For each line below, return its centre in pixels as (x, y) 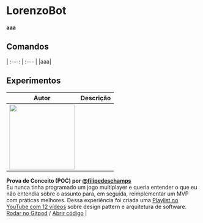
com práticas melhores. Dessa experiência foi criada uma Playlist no (92, 200)
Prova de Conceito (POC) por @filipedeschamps (69, 180)
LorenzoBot (36, 11)
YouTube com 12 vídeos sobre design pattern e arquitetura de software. (97, 207)
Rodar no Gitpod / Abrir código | (47, 213)
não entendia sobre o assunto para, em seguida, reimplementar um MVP (98, 194)
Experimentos (34, 81)
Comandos (28, 47)
